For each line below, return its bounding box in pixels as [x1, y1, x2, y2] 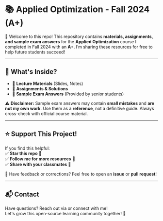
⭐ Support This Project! [5, 130, 77, 138]
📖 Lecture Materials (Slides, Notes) [12, 81, 83, 86]
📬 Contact [5, 190, 39, 198]
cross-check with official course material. [5, 110, 88, 117]
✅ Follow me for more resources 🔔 [5, 156, 75, 162]
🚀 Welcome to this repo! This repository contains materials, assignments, [5, 34, 153, 39]
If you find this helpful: [5, 145, 50, 151]
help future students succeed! [5, 49, 65, 55]
